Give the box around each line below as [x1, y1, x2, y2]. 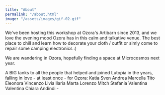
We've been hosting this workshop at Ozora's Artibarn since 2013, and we [5, 30, 157, 36]
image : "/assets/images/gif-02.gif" [5, 16, 81, 21]
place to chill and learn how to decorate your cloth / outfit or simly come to [5, 40, 158, 46]
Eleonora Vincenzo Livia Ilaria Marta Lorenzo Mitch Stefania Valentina [5, 80, 148, 86]
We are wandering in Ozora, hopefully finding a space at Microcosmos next [5, 55, 160, 61]
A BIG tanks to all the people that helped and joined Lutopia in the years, [5, 70, 153, 76]
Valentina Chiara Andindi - [5, 86, 59, 92]
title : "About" [5, 7, 37, 12]
